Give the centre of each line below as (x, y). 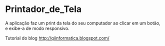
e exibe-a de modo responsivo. (37, 28)
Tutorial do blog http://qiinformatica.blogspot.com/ (57, 38)
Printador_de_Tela (43, 9)
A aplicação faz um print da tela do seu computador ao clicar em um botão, (83, 23)
